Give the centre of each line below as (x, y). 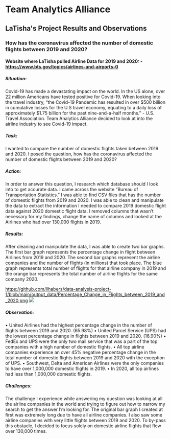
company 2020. (22, 279)
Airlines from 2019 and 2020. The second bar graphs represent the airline (83, 257)
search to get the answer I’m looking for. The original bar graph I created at (84, 409)
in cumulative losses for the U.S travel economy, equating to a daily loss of (84, 108)
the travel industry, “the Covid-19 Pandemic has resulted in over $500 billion (86, 102)
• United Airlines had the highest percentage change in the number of (79, 325)
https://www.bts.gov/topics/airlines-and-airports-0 (62, 67)
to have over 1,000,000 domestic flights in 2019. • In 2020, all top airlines (82, 368)
